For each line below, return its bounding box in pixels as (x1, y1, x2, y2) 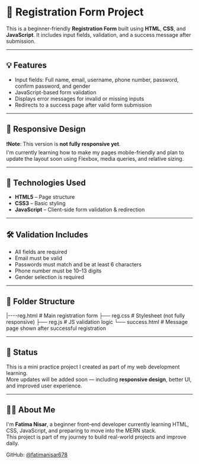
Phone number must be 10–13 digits (14, 267, 102, 275)
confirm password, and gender (14, 82, 91, 90)
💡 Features (6, 61, 47, 71)
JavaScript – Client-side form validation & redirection (14, 206, 145, 213)
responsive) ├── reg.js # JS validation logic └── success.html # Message (6, 319, 188, 325)
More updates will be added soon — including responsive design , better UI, (6, 376, 192, 383)
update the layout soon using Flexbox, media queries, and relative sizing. (6, 155, 184, 162)
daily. (6, 439, 20, 447)
